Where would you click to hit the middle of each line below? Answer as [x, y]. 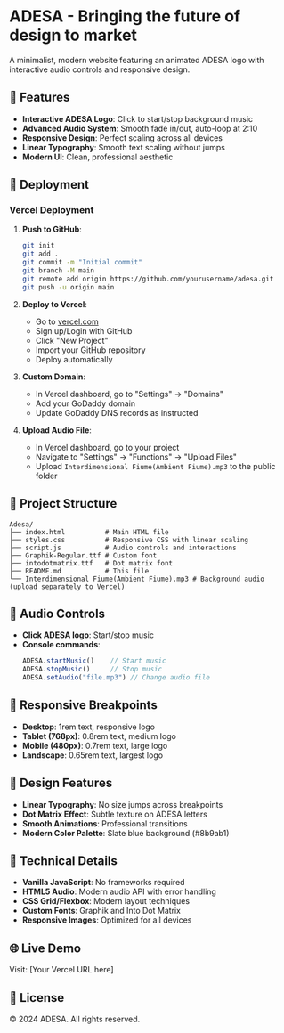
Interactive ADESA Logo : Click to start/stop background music [138, 118]
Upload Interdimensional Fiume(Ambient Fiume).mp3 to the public [155, 466]
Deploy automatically [74, 359]
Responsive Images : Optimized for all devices [107, 920]
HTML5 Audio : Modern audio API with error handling [119, 891]
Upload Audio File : [57, 430]
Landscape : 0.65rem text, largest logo [92, 755]
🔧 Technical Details [64, 861]
